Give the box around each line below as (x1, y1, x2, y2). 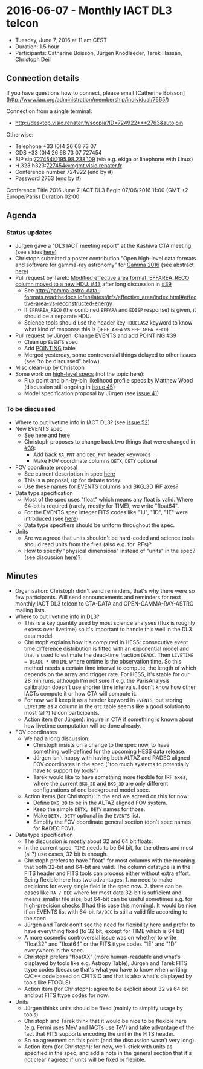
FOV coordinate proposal (14, 463, 77, 471)
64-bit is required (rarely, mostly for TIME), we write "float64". (24, 502, 179, 509)
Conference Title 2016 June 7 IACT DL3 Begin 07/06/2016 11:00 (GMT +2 (6, 186, 188, 193)
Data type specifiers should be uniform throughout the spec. (24, 521, 175, 529)
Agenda (6, 210, 37, 221)
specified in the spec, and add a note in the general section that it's (24, 1049, 192, 1056)
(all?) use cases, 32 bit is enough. (24, 850, 108, 857)
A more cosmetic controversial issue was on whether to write (24, 934, 177, 941)
